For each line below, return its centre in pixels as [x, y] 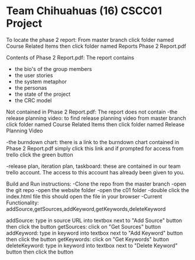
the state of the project [43, 94]
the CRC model [33, 100]
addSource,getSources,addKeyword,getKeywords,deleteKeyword [86, 209]
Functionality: [23, 203]
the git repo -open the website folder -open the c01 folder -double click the [97, 190]
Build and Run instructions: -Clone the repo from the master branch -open [96, 184]
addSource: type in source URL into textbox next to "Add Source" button [94, 220]
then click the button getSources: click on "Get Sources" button [84, 226]
